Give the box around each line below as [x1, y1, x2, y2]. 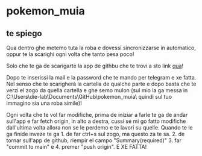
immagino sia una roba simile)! [6, 99, 83, 107]
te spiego [6, 28, 42, 39]
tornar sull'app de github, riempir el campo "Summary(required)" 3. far [6, 137, 182, 144]
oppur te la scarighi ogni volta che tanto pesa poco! [6, 51, 134, 58]
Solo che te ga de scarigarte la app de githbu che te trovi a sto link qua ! [6, 62, 184, 69]
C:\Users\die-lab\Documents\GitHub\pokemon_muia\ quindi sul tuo [6, 93, 172, 100]
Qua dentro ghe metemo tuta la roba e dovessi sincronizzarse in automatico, [6, 44, 196, 51]
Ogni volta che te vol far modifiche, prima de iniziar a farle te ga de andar [6, 111, 188, 118]
